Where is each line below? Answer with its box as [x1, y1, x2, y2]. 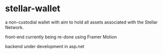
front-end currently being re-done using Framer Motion [5, 34, 117, 40]
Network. [5, 24, 24, 30]
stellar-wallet [5, 3, 60, 14]
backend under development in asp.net [5, 43, 84, 49]
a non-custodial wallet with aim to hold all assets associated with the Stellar [5, 19, 158, 25]
